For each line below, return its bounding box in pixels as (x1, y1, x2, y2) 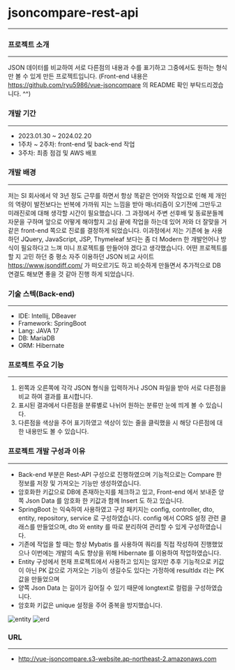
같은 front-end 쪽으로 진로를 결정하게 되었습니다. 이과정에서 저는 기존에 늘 (8, 226, 210, 234)
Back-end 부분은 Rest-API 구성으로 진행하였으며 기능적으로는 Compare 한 (17, 470, 222, 478)
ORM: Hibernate (17, 342, 65, 350)
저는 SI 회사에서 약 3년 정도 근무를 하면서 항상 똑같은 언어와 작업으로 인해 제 (8, 191, 214, 199)
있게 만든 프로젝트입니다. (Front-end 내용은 (29, 72, 149, 81)
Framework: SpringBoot (17, 319, 86, 328)
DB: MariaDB (17, 334, 55, 342)
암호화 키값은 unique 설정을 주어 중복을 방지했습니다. (17, 601, 163, 609)
